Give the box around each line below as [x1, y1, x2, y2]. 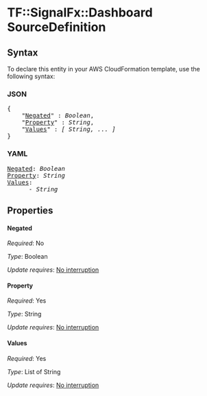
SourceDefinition [7, 19, 106, 35]
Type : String [7, 310, 42, 318]
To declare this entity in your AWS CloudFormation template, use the [7, 65, 200, 73]
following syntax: [7, 72, 56, 80]
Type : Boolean [7, 253, 48, 261]
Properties [7, 205, 53, 216]
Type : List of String [7, 367, 61, 375]
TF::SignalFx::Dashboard [7, 5, 153, 21]
